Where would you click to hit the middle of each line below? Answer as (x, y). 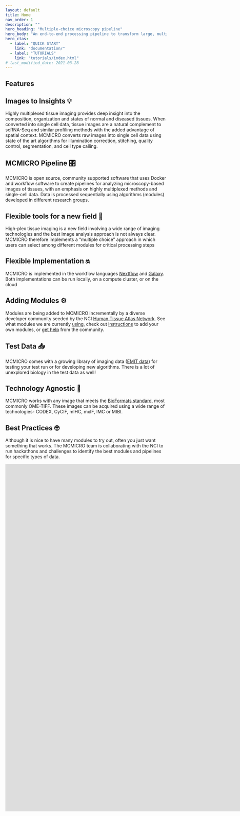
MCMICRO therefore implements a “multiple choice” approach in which (80, 239)
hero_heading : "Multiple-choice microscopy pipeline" (64, 29)
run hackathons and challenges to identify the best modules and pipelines (83, 452)
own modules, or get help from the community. (55, 329)
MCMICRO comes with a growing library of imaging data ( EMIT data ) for (81, 361)
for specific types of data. (33, 457)
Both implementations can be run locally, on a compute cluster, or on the (82, 279)
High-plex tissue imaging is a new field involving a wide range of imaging (83, 229)
